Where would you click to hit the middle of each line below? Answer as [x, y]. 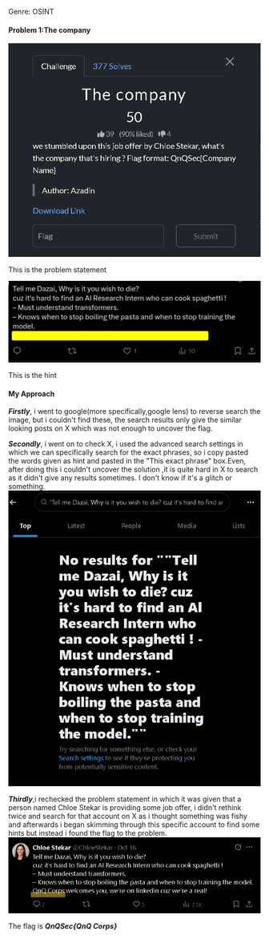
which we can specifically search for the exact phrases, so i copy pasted [128, 452]
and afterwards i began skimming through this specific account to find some [134, 825]
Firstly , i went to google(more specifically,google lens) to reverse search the [134, 411]
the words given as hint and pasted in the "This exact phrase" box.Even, [127, 461]
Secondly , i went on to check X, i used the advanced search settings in [126, 444]
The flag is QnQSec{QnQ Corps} [63, 926]
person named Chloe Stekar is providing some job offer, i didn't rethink [125, 807]
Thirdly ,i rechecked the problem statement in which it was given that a [125, 799]
